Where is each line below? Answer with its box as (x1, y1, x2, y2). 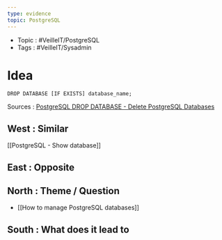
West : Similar (7, 122, 69, 134)
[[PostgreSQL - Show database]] (7, 141, 101, 150)
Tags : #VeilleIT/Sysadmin (17, 43, 92, 51)
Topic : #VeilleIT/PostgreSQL (17, 35, 100, 44)
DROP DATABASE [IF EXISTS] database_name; (7, 90, 132, 97)
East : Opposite (7, 161, 75, 173)
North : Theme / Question (7, 185, 120, 197)
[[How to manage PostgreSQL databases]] (17, 203, 139, 212)
